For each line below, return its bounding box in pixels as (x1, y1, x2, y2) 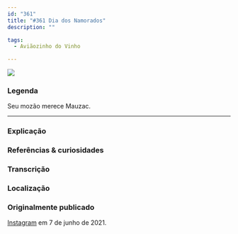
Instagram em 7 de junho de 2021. (7, 218, 107, 227)
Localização (7, 184, 50, 194)
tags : (7, 36, 23, 43)
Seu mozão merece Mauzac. (7, 102, 91, 111)
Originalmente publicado (7, 203, 95, 213)
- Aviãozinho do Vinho (13, 43, 81, 50)
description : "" (7, 23, 55, 30)
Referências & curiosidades (7, 145, 104, 155)
